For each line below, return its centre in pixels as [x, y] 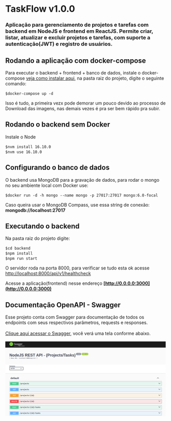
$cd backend [18, 249]
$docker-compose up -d [29, 93]
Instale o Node [21, 137]
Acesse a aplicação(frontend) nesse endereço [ [55, 283]
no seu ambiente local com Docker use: [47, 185]
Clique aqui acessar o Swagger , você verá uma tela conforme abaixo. [78, 333]
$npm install [19, 254]
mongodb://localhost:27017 [35, 210]
